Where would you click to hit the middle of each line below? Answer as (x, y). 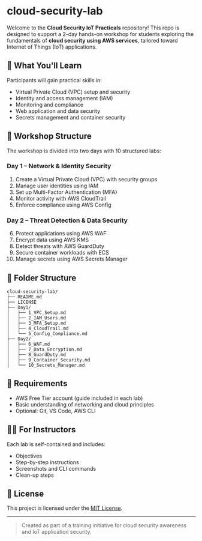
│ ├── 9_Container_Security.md (49, 360)
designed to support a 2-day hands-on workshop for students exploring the (100, 34)
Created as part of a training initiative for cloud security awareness (104, 525)
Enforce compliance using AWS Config (63, 205)
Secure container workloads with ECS (62, 253)
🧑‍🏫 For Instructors (41, 430)
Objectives (29, 456)
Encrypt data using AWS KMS (52, 240)
